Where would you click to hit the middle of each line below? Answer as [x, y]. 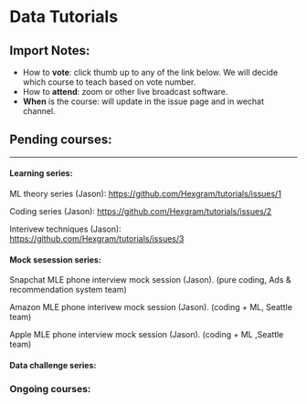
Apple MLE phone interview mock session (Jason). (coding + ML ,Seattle [147, 335]
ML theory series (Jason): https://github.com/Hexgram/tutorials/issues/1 [145, 194]
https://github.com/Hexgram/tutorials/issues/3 [97, 239]
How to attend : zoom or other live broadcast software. [125, 92]
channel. [39, 111]
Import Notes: [50, 51]
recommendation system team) [68, 290]
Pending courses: [61, 140]
